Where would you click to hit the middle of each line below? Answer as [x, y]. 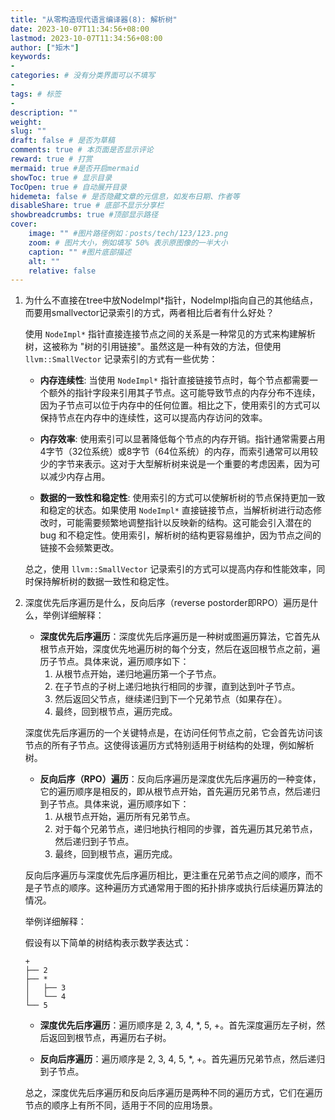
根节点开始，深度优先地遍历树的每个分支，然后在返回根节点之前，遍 [180, 649]
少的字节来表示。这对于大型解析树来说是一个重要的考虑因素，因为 [175, 464]
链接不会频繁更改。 [79, 548]
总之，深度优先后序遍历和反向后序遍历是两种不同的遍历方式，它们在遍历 [173, 1093]
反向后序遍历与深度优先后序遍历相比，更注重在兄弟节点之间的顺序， [165, 875]
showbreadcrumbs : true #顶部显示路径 [84, 215]
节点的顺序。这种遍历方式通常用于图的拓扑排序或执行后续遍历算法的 [182, 888]
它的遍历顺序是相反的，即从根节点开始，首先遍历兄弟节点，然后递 [175, 792]
